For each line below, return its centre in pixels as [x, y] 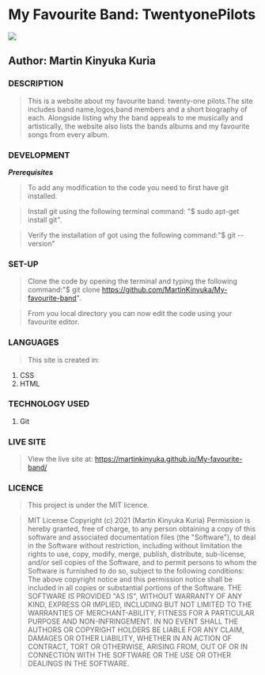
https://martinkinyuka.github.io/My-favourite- [168, 459]
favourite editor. [53, 322]
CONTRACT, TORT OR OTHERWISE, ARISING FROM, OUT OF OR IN [137, 646]
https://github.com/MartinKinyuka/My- [165, 290]
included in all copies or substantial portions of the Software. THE [134, 588]
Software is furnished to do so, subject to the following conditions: [136, 571]
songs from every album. [68, 134]
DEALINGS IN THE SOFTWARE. [78, 664]
